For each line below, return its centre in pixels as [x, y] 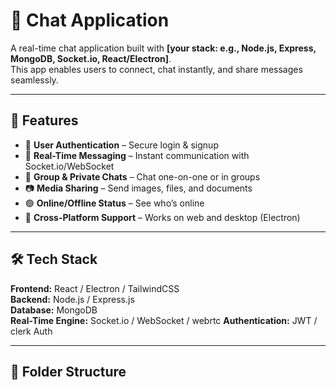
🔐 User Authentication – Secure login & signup [121, 145]
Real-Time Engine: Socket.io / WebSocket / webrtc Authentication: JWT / [164, 320]
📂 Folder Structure [68, 371]
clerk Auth [31, 331]
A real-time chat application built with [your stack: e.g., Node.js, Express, [163, 48]
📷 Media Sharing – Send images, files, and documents [138, 188]
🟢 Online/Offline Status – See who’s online [114, 203]
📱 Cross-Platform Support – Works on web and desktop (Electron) [162, 217]
